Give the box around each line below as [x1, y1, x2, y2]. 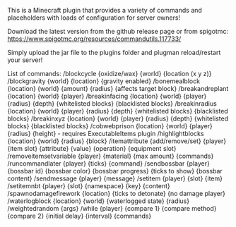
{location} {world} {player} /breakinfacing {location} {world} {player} [7, 92, 207, 100]
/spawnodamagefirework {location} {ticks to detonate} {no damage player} [7, 190, 226, 197]
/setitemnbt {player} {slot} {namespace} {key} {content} [7, 182, 171, 190]
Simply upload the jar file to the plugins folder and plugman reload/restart [7, 49, 221, 56]
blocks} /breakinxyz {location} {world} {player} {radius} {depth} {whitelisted [7, 114, 228, 123]
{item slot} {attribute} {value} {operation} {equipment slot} [7, 145, 177, 152]
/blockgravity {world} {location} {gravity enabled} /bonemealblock [7, 77, 200, 85]
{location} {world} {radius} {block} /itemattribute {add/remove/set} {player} [7, 137, 227, 145]
